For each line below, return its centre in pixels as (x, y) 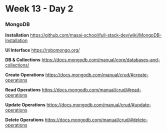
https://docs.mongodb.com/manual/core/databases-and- (101, 60)
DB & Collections (23, 60)
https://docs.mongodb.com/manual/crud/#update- (99, 105)
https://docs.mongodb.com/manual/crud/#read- (91, 90)
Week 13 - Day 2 (39, 9)
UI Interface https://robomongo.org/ (42, 50)
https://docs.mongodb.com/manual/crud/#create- (97, 75)
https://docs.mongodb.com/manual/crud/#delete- (96, 120)
